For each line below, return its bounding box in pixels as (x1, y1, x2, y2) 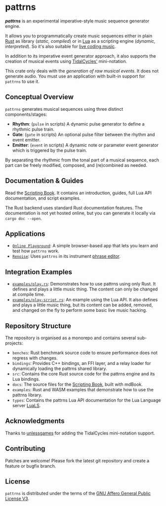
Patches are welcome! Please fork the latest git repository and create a (5, 457, 150, 463)
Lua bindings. (12, 376, 41, 382)
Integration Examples (5, 268, 73, 276)
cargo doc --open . (5, 215, 42, 221)
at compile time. (12, 291, 45, 297)
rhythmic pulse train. (12, 126, 55, 132)
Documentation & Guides (5, 177, 84, 185)
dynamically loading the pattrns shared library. (12, 365, 107, 371)
